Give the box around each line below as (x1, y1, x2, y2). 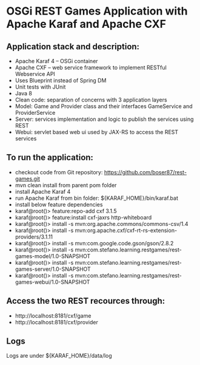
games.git (15, 175, 41, 182)
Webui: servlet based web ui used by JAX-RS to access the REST (15, 129, 179, 135)
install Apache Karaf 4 (15, 188, 71, 195)
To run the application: (6, 152, 94, 163)
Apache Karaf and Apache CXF (6, 17, 167, 31)
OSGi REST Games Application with (6, 4, 188, 18)
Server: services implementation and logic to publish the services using (15, 115, 194, 123)
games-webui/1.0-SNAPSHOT (15, 278, 90, 285)
